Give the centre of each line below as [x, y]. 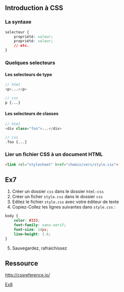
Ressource [22, 263]
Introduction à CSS [34, 8]
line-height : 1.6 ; [32, 234]
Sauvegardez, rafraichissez [39, 248]
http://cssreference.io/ [27, 275]
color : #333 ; [27, 221]
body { [12, 216]
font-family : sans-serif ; [40, 225]
